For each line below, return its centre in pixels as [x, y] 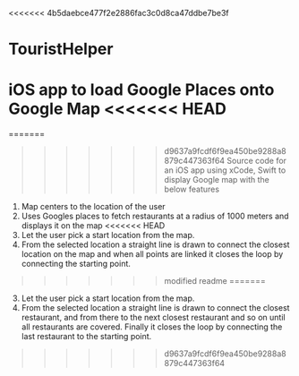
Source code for [257, 161]
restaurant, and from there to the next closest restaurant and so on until [153, 318]
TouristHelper [61, 49]
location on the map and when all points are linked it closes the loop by [152, 254]
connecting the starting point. [76, 264]
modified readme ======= [215, 281]
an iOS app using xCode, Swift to [225, 170]
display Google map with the [217, 180]
